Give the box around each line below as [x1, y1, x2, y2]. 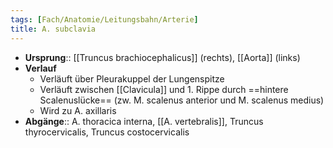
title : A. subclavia [10, 24, 97, 34]
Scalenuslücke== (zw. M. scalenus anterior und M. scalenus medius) [39, 94, 325, 106]
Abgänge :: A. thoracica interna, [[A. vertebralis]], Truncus [24, 115, 264, 127]
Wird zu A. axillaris [39, 104, 117, 116]
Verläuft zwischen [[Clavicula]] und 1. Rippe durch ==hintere [39, 83, 289, 95]
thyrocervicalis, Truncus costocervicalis [24, 126, 190, 138]
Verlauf [24, 62, 57, 74]
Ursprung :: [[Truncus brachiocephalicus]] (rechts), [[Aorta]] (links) [24, 51, 301, 63]
